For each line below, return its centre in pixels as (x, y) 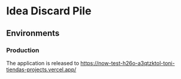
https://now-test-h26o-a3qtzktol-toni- (128, 63)
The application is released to (43, 63)
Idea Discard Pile (49, 11)
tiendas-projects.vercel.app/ (41, 69)
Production (23, 50)
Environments (33, 33)
